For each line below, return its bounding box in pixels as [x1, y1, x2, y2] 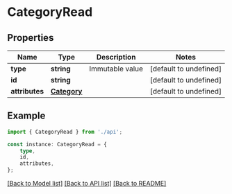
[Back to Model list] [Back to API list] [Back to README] [7, 179, 167, 188]
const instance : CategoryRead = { [7, 141, 108, 148]
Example [7, 110, 46, 122]
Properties [7, 32, 54, 44]
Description [96, 53, 136, 62]
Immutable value [89, 64, 144, 73]
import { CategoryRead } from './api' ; [7, 128, 123, 135]
